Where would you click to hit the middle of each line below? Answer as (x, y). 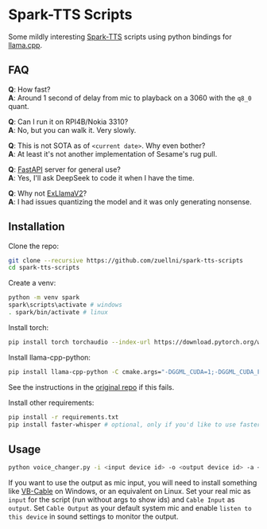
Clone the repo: (34, 246)
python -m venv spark (44, 298)
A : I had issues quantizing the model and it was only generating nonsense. (130, 201)
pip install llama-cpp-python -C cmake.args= (85, 371)
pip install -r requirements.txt (64, 417)
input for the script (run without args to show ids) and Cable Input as (122, 500)
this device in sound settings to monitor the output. (93, 517)
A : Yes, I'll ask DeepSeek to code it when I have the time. (101, 177)
